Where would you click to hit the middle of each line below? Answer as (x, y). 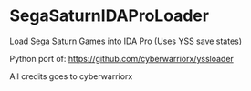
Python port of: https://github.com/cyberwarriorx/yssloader (122, 58)
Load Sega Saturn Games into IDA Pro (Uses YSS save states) (126, 41)
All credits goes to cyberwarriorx (71, 76)
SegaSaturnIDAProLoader (110, 16)
